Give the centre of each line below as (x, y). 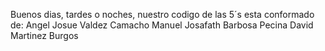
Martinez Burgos (44, 35)
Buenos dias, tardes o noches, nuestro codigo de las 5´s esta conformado (162, 14)
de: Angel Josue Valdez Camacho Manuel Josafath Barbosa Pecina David (162, 25)
